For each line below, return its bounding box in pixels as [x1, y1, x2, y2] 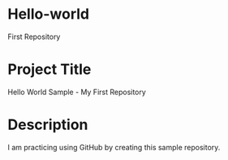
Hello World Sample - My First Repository [7, 87, 147, 97]
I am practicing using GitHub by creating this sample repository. [7, 142, 221, 152]
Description [7, 115, 88, 134]
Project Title [7, 60, 92, 79]
